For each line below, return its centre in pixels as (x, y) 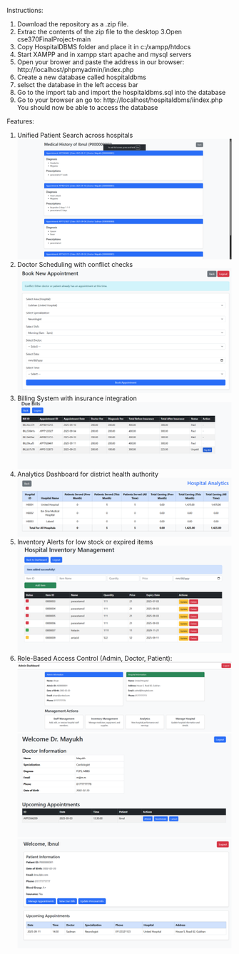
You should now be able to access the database (87, 107)
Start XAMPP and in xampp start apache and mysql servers (104, 54)
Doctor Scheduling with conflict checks (75, 265)
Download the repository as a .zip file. (73, 24)
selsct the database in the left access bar (77, 85)
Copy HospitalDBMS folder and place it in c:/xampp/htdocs (104, 47)
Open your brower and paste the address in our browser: (101, 62)
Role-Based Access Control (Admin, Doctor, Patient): (95, 659)
